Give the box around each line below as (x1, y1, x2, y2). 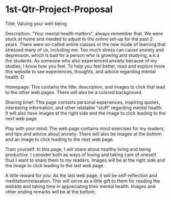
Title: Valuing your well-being (5, 20, 67, 27)
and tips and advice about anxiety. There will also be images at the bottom (5, 130, 162, 137)
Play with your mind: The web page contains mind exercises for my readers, (5, 125, 165, 131)
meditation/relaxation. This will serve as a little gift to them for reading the (5, 177, 160, 184)
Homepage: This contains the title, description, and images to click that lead (5, 83, 165, 90)
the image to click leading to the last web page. (5, 162, 105, 168)
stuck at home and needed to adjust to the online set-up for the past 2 (5, 36, 153, 42)
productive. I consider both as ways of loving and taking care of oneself (5, 151, 157, 158)
